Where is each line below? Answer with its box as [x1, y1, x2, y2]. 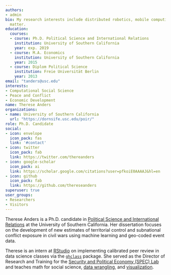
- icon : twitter [5, 145, 40, 151]
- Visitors [5, 202, 28, 207]
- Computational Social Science [5, 88, 74, 93]
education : [5, 27, 28, 32]
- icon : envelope [5, 131, 42, 136]
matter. [10, 21, 26, 27]
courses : [10, 31, 28, 36]
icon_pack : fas [10, 136, 42, 141]
